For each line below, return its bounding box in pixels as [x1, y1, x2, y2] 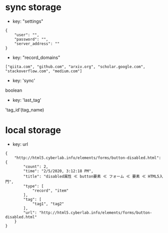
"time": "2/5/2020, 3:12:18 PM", [23, 168, 94, 173]
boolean [5, 87, 23, 93]
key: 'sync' [12, 77, 35, 83]
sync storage [5, 2, 62, 13]
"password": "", [14, 37, 49, 42]
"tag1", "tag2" [32, 201, 65, 206]
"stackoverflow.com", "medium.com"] [5, 69, 82, 74]
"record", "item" [32, 188, 69, 193]
